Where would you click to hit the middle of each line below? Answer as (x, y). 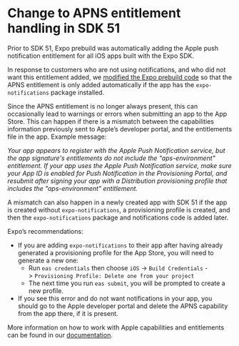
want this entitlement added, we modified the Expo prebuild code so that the (120, 77)
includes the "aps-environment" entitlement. (72, 188)
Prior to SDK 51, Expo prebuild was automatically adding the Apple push (113, 48)
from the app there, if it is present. (68, 313)
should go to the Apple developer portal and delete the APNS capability (123, 306)
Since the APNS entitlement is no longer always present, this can (103, 106)
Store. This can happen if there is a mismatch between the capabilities (111, 121)
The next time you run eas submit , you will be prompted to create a (127, 283)
